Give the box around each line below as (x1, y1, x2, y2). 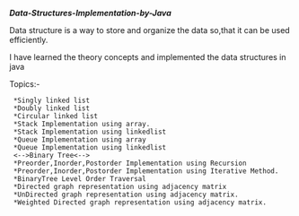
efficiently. (9, 35, 48, 45)
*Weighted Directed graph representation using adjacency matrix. (13, 198, 268, 207)
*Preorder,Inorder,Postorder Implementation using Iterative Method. (13, 167, 279, 176)
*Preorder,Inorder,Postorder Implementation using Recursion (13, 159, 247, 168)
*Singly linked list (13, 96, 91, 105)
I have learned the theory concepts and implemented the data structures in (9, 52, 286, 62)
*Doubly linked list (13, 104, 91, 113)
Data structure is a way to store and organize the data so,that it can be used (9, 25, 290, 35)
